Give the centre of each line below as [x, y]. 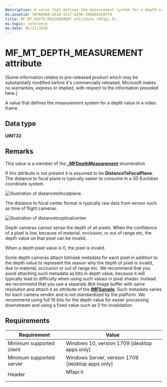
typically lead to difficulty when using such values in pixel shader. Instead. [81, 278]
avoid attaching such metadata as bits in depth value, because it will [75, 273]
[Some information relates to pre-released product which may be [72, 77]
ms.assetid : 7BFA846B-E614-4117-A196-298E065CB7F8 [59, 14]
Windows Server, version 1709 [102, 358]
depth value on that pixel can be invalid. [46, 238]
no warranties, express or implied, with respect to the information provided [82, 88]
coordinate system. [25, 184]
